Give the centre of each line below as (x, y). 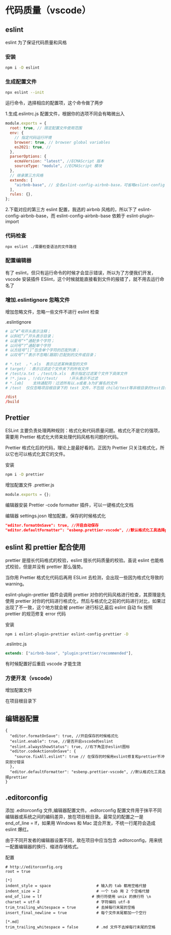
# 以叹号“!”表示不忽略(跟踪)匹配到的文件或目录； (51, 355)
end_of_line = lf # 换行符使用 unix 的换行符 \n (78, 897)
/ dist (11, 397)
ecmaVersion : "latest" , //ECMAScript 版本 (59, 161)
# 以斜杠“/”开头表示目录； (30, 336)
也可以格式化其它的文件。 (41, 454)
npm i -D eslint (22, 68)
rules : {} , (21, 194)
